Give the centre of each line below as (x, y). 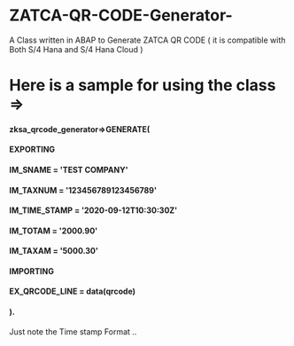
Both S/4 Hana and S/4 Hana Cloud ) (76, 49)
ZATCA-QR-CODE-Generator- (121, 16)
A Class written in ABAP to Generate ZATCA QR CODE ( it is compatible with (147, 40)
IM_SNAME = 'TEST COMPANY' (69, 169)
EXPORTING (32, 149)
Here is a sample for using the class (143, 86)
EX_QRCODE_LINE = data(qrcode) (72, 291)
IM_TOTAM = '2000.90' (54, 231)
